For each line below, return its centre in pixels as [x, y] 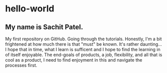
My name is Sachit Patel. [44, 27]
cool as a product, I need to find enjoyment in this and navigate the [74, 60]
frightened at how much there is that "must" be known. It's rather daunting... [83, 44]
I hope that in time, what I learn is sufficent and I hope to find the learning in [83, 49]
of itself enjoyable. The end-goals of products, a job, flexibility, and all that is [84, 55]
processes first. [21, 65]
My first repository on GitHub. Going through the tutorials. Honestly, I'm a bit [83, 39]
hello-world [30, 9]
